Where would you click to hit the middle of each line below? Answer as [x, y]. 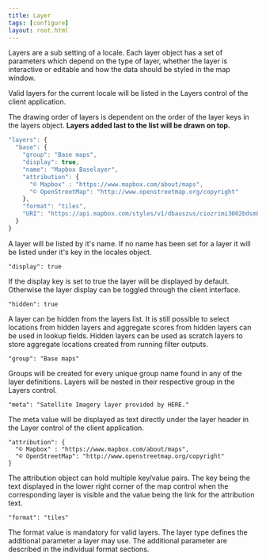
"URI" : [33, 214]
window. [22, 78]
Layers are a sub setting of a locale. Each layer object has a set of [116, 53]
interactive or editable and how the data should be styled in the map [120, 70]
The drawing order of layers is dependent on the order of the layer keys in [129, 117]
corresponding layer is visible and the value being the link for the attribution [131, 494]
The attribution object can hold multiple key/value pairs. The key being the [129, 478]
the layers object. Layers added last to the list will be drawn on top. [120, 126]
